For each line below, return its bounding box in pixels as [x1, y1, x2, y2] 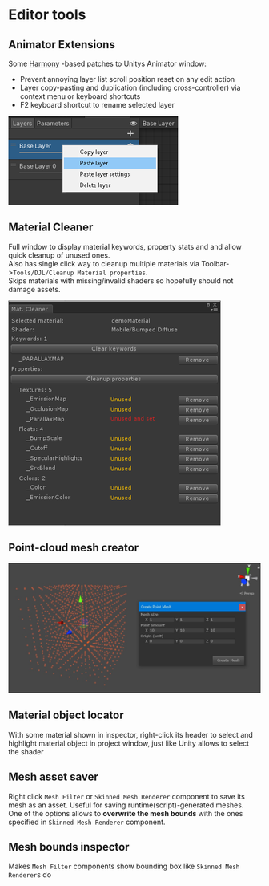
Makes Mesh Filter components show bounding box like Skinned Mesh [8, 861, 240, 872]
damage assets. [8, 284, 61, 294]
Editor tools [8, 6, 86, 24]
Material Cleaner [8, 221, 94, 234]
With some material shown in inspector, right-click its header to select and [8, 730, 254, 739]
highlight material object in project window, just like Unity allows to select [8, 738, 250, 748]
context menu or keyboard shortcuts [19, 91, 141, 101]
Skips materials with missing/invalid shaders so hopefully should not [8, 275, 234, 286]
